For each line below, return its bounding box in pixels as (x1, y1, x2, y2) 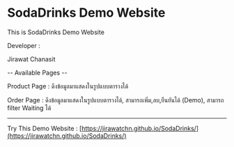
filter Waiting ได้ (7, 103, 52, 112)
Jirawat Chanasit (7, 54, 56, 63)
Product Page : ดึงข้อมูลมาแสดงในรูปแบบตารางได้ (7, 82, 129, 90)
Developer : (7, 41, 40, 49)
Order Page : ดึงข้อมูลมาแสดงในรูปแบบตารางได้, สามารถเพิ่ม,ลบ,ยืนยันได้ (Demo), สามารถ (7, 95, 224, 104)
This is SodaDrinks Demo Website (7, 28, 104, 36)
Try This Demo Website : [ (7, 124, 82, 132)
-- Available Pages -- (7, 68, 68, 77)
